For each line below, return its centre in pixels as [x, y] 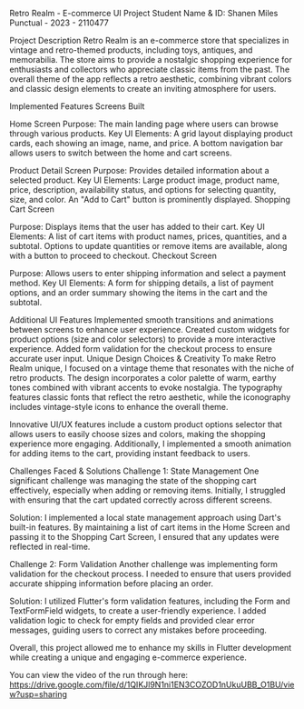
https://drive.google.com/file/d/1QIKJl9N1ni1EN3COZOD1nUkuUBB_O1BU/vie [152, 684]
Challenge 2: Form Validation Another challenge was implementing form [144, 564]
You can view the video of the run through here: [99, 675]
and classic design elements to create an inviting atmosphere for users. [143, 89]
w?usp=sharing [39, 694]
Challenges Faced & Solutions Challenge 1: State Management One [134, 471]
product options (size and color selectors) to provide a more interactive [142, 339]
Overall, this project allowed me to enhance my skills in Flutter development [151, 648]
